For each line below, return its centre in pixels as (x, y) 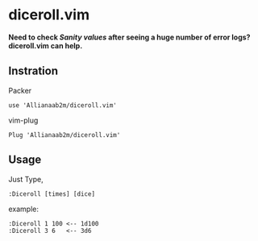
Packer (20, 90)
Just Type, (26, 179)
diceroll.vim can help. (46, 45)
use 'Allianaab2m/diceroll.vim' (62, 105)
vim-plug (23, 120)
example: (23, 209)
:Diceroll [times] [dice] (52, 194)
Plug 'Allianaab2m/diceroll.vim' (64, 135)
